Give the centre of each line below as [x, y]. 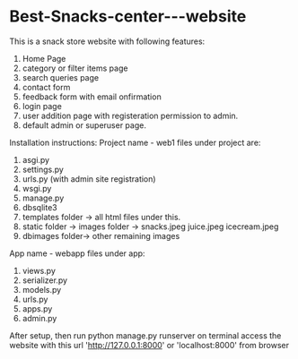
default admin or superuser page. [84, 125]
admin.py [39, 318]
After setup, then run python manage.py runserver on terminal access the [145, 335]
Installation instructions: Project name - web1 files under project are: [135, 142]
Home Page [44, 58]
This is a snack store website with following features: [107, 41]
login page [42, 106]
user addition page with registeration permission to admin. [130, 115]
